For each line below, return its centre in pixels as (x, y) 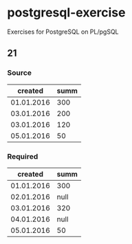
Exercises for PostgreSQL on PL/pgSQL (63, 32)
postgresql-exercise (66, 13)
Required (23, 156)
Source (20, 73)
